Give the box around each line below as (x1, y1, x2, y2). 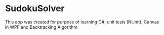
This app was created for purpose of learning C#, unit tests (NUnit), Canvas (5, 19, 159, 25)
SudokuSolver (5, 3, 65, 14)
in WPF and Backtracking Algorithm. (5, 24, 79, 30)
